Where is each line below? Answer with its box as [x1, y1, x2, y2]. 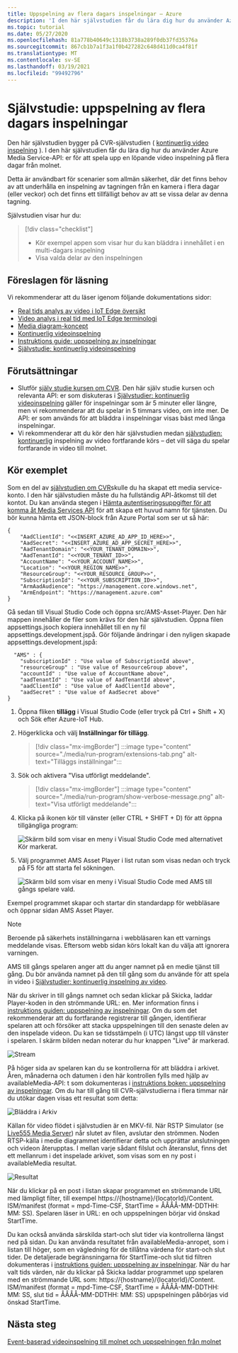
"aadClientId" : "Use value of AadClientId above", [20, 682, 176, 689]
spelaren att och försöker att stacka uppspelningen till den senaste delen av [7, 1021, 229, 1029]
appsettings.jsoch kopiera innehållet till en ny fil [7, 623, 147, 631]
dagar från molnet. [7, 161, 62, 170]
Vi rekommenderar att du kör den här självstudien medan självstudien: [17, 429, 223, 438]
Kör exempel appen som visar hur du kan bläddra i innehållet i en [35, 239, 225, 247]
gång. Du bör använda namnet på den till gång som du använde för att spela [7, 970, 229, 978]
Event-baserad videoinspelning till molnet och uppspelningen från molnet [7, 1337, 222, 1346]
